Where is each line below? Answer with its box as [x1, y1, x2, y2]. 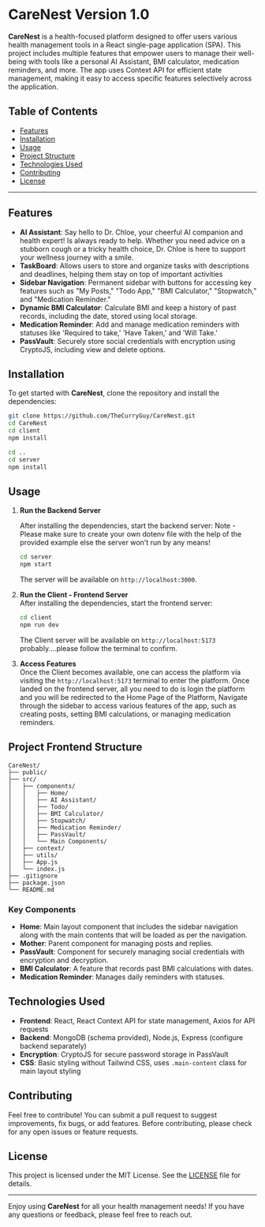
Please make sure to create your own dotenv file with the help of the [19, 529, 242, 539]
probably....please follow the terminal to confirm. [19, 643, 177, 653]
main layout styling [19, 1066, 81, 1075]
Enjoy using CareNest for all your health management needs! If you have [8, 1202, 244, 1211]
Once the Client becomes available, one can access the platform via [19, 667, 241, 676]
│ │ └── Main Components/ [8, 837, 108, 845]
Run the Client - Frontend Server [19, 590, 129, 600]
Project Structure [19, 151, 76, 160]
